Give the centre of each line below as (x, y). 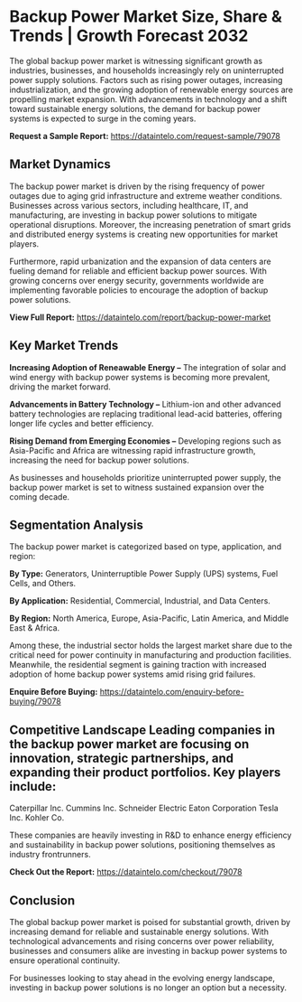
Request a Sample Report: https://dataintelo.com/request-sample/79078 (145, 136)
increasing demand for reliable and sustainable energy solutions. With (139, 932)
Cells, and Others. (43, 584)
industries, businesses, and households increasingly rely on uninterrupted (146, 70)
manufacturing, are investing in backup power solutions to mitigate (133, 215)
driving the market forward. (60, 387)
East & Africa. (35, 628)
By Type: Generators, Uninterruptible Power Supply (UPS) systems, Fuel (144, 574)
